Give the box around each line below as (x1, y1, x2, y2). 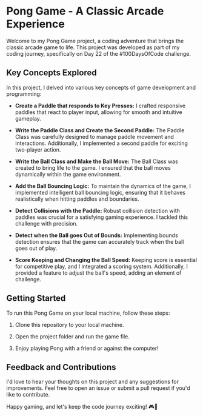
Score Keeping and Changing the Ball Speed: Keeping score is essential (15, 256, 198, 263)
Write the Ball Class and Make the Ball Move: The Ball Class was (15, 158, 179, 165)
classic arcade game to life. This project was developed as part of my (6, 44, 180, 51)
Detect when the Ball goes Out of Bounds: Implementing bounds (15, 232, 179, 239)
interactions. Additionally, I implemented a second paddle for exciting (15, 139, 188, 147)
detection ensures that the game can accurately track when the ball (15, 238, 184, 245)
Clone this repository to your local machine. (15, 321, 124, 328)
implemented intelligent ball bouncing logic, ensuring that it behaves (15, 189, 186, 196)
